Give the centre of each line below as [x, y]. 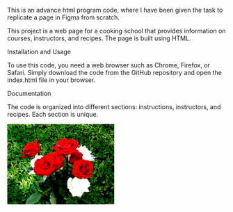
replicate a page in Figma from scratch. [64, 17]
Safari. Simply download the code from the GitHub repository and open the [115, 73]
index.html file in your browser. [51, 80]
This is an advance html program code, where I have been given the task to [115, 10]
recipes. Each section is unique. [53, 114]
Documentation [29, 93]
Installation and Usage [39, 52]
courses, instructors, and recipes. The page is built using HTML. [99, 38]
